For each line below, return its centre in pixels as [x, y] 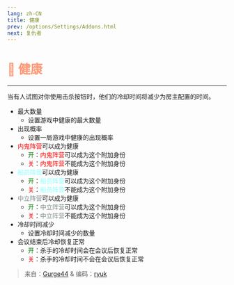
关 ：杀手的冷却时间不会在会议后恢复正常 [86, 259]
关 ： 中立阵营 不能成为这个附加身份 [77, 215]
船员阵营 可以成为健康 [48, 172]
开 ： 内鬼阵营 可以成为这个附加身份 [77, 155]
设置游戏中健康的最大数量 [64, 120]
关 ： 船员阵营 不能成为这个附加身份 [77, 190]
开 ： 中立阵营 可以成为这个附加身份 [77, 207]
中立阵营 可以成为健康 [48, 198]
